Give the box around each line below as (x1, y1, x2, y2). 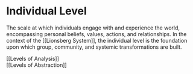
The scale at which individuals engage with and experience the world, (6, 24, 180, 31)
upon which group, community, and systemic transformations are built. (6, 43, 182, 51)
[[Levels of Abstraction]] (6, 61, 68, 69)
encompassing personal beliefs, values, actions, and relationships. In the (6, 30, 187, 37)
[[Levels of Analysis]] (6, 55, 59, 62)
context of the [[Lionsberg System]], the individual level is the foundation (6, 37, 188, 44)
